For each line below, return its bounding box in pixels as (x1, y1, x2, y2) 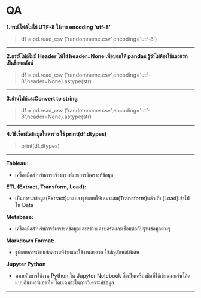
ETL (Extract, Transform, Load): (6, 183, 87, 190)
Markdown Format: (6, 237, 55, 244)
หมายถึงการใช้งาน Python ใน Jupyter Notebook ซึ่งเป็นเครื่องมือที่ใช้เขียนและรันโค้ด (14, 272, 191, 279)
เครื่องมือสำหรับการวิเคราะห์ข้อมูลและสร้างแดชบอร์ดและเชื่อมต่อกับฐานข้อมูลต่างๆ (14, 225, 170, 232)
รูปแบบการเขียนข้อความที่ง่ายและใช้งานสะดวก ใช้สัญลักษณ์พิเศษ (14, 248, 140, 256)
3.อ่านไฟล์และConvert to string (6, 95, 78, 102)
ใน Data (14, 201, 34, 208)
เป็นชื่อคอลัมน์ (6, 59, 33, 66)
